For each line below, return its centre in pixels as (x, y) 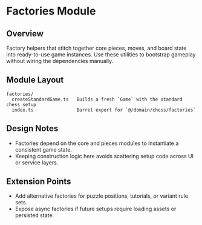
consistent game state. (44, 149)
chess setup (21, 104)
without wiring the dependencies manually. (60, 61)
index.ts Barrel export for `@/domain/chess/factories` (104, 110)
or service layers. (37, 163)
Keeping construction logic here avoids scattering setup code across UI (104, 156)
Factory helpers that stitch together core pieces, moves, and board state (96, 48)
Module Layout (35, 80)
